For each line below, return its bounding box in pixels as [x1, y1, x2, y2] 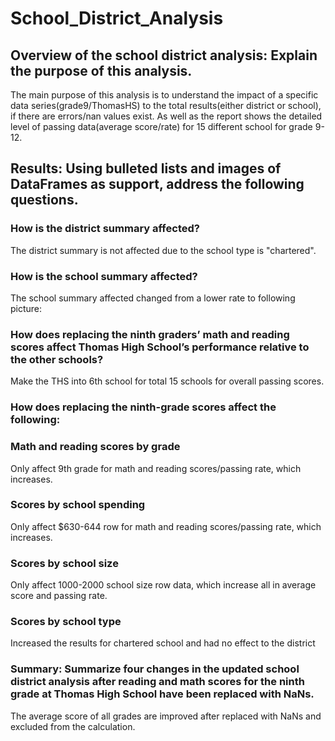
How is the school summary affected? [10, 269, 198, 283]
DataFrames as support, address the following [10, 176, 305, 193]
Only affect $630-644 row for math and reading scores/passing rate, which [10, 520, 322, 532]
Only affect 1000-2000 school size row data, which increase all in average [10, 579, 317, 591]
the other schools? [10, 352, 104, 366]
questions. [10, 192, 79, 209]
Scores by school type [10, 615, 122, 629]
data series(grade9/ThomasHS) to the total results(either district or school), [10, 100, 322, 111]
